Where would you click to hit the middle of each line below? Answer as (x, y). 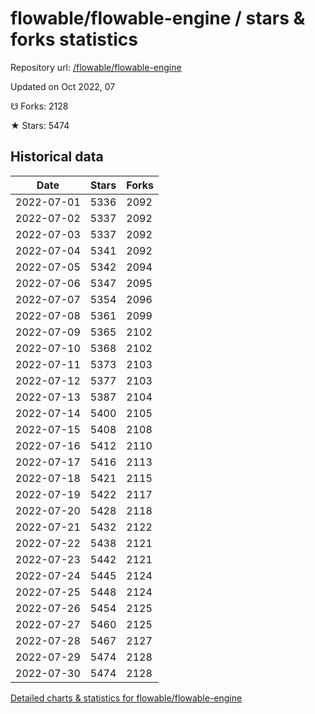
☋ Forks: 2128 (39, 106)
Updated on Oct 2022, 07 (63, 86)
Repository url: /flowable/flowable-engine (96, 67)
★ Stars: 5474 (40, 125)
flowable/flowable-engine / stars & (158, 18)
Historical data (57, 157)
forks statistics (74, 39)
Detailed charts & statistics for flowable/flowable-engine (126, 698)
